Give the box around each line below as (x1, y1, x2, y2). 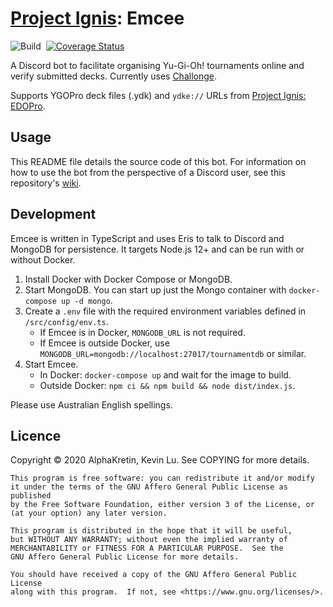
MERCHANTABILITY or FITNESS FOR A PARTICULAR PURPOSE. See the (10, 543, 284, 554)
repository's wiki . (10, 177, 82, 189)
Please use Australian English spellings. (10, 398, 173, 411)
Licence (10, 427, 62, 444)
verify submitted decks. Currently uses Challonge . (10, 70, 217, 82)
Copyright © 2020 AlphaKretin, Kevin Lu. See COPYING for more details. (10, 454, 310, 466)
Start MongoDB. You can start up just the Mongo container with (24, 283, 287, 296)
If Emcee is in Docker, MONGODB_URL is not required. (39, 326, 246, 338)
